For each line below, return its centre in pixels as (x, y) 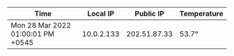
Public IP (150, 13)
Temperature (201, 13)
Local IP (101, 13)
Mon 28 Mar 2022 (41, 25)
